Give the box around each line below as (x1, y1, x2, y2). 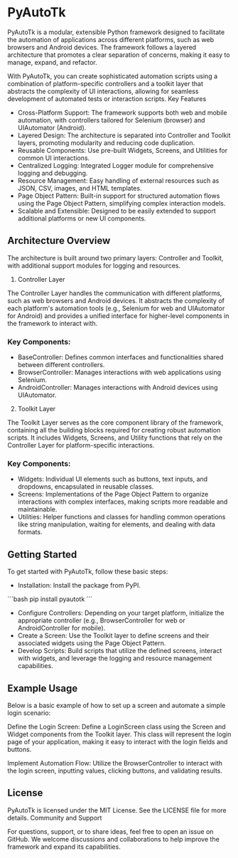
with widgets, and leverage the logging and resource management (17, 654, 212, 662)
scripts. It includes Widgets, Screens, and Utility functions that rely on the (7, 433, 223, 442)
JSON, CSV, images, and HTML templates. (17, 184, 142, 192)
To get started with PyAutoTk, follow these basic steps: (7, 567, 168, 576)
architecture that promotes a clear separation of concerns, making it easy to (7, 51, 230, 59)
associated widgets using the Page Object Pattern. (17, 639, 166, 647)
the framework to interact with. (7, 319, 98, 327)
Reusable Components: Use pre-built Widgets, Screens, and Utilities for (17, 146, 228, 154)
